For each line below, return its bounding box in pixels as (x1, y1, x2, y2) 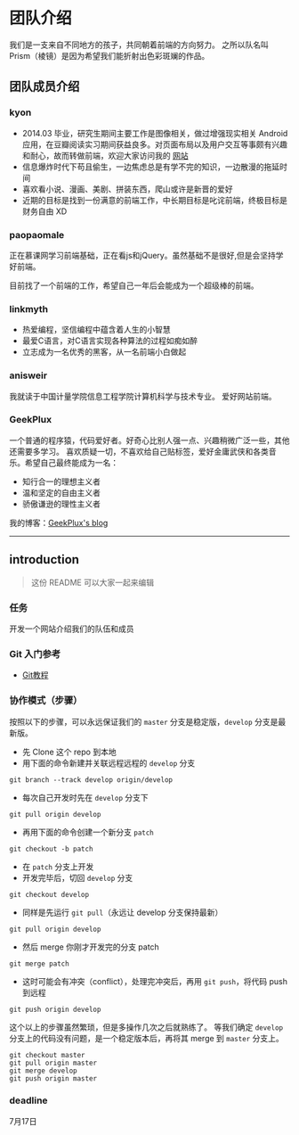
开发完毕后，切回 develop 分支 (21, 872, 133, 883)
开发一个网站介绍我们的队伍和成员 (9, 623, 134, 634)
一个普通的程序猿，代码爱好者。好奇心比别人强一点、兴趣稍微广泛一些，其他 (9, 434, 290, 446)
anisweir (9, 369, 47, 382)
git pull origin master (9, 1058, 98, 1067)
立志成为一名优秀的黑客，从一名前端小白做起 (21, 347, 187, 358)
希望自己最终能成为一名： (24, 456, 118, 468)
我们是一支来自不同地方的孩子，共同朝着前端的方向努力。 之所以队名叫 (9, 39, 269, 50)
